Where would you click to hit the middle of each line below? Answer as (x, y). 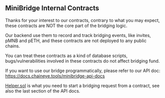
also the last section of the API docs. (43, 91)
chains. (13, 46)
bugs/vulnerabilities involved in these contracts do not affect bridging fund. (82, 61)
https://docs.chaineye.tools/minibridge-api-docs (55, 76)
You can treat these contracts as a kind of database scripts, (67, 55)
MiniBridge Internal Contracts (52, 8)
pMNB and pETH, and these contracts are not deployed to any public (76, 40)
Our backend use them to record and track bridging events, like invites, (78, 35)
